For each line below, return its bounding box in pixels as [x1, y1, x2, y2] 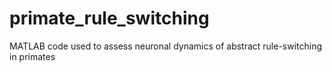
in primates [9, 50, 56, 62]
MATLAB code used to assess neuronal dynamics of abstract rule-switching [9, 40, 323, 52]
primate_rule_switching [9, 7, 210, 30]
